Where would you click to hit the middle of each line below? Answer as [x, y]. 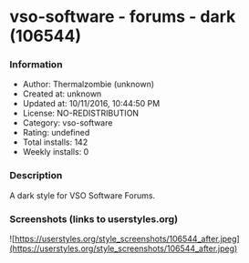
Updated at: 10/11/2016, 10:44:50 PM [91, 104]
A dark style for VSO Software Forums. [83, 195]
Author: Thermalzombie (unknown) [88, 85]
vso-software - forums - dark [123, 17]
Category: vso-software [67, 123]
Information [36, 65]
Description [36, 176]
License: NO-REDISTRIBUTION [81, 113]
